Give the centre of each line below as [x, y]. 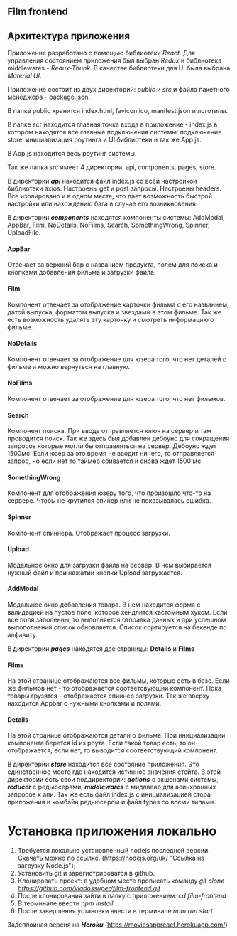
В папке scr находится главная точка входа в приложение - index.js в [112, 124]
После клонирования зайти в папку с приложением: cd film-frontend [122, 896]
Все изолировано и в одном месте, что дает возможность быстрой [110, 196]
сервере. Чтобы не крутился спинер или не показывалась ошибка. [109, 501]
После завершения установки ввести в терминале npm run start [115, 911]
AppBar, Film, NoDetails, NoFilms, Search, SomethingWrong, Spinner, [109, 225]
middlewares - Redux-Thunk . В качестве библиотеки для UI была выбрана [119, 68]
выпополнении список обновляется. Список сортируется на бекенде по [117, 627]
